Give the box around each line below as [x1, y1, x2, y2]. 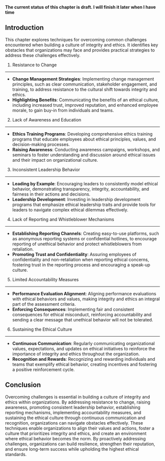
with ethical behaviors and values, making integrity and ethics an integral [12, 296, 160, 302]
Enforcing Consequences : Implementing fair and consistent [12, 306, 134, 312]
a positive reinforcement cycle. [12, 366, 75, 373]
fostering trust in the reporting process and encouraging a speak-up [12, 261, 151, 267]
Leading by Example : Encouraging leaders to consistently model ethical [12, 180, 158, 186]
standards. [5, 451, 27, 457]
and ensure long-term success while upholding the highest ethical [5, 446, 139, 452]
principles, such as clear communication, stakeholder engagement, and [12, 81, 157, 87]
